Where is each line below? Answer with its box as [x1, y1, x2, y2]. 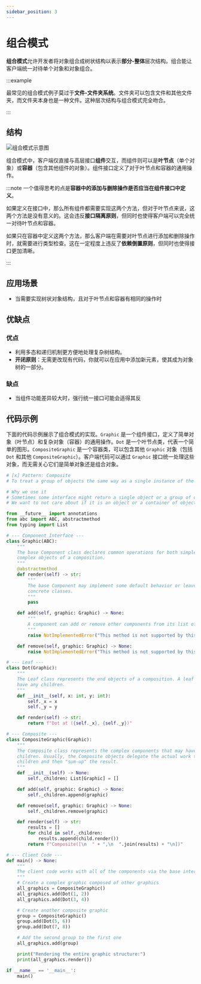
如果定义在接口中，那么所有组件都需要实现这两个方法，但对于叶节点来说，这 [6, 204, 195, 212]
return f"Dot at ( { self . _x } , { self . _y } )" [28, 720, 133, 726]
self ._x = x [28, 698, 58, 704]
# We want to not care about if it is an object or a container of [6, 500, 178, 506]
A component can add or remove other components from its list [28, 621, 188, 628]
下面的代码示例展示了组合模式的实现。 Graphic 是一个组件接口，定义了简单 [6, 430, 190, 438]
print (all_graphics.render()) [17, 957, 93, 962]
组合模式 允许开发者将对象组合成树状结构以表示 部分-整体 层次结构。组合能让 [6, 57, 193, 65]
